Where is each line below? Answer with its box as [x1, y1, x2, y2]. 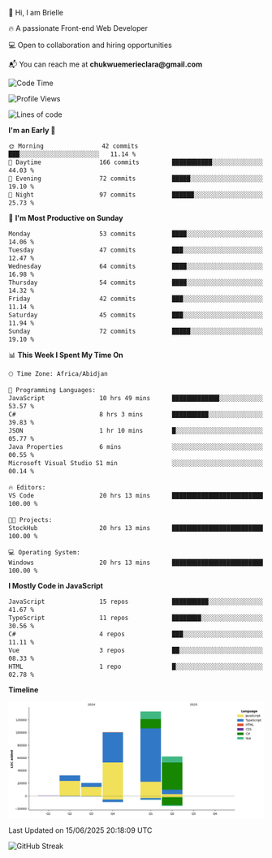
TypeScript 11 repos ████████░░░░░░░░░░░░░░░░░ [8, 614, 264, 622]
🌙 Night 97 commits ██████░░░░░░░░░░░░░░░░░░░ [8, 191, 264, 199]
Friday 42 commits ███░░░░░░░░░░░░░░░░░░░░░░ [8, 295, 264, 303]
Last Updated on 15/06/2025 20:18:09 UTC [8, 825, 153, 835]
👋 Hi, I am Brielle [8, 8, 63, 17]
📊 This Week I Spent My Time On [8, 350, 123, 360]
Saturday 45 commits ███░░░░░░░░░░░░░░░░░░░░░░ [8, 311, 264, 319]
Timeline [8, 685, 39, 694]
